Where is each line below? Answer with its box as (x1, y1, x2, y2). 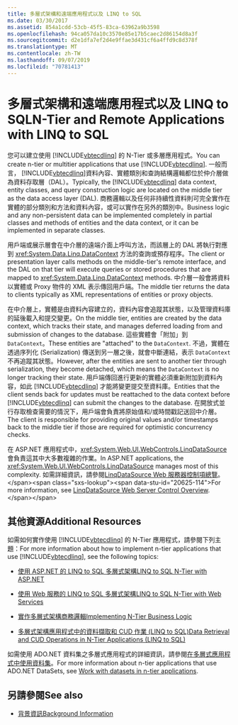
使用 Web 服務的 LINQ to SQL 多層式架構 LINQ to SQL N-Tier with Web (17, 590, 222, 598)
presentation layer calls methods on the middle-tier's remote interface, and (7, 257, 227, 266)
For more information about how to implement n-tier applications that (20, 544, 222, 553)
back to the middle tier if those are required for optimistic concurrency (7, 423, 212, 431)
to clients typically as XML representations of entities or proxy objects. (7, 290, 214, 299)
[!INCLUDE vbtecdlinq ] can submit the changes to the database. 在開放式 (7, 398, 220, 406)
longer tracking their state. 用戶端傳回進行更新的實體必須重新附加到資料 (7, 373, 217, 382)
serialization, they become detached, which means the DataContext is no (7, 365, 220, 373)
